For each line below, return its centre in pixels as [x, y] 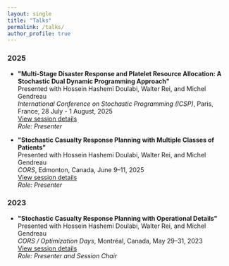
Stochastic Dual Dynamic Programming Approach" [93, 81]
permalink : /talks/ [36, 27]
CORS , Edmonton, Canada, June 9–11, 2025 [81, 169]
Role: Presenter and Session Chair [67, 255]
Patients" [32, 147]
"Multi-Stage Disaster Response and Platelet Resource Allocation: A [119, 73]
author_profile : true [39, 34]
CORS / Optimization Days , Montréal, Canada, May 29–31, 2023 [110, 241]
